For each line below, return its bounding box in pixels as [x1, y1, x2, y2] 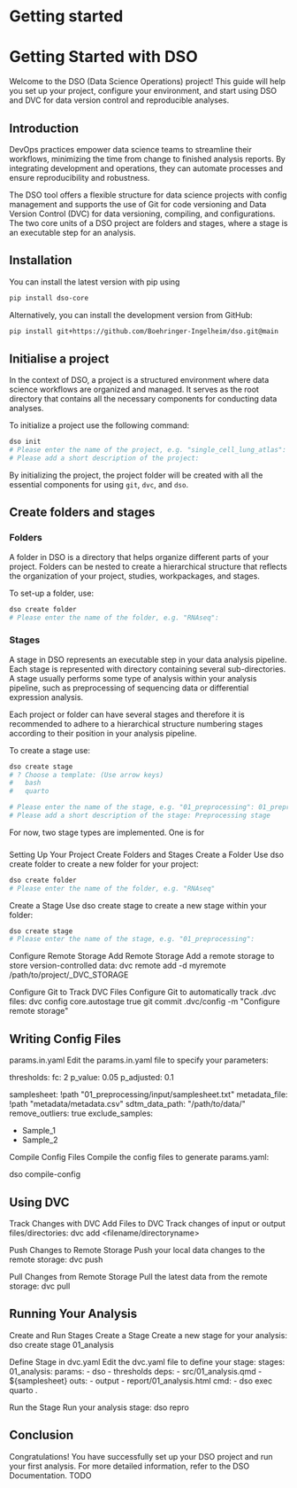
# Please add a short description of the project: [9, 454, 200, 463]
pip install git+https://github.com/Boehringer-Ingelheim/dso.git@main [9, 326, 278, 336]
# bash [9, 778, 42, 788]
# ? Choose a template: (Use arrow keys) [9, 770, 164, 779]
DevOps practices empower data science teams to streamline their [9, 144, 252, 154]
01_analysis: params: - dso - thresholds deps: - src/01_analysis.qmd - [9, 1366, 263, 1376]
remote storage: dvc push [9, 1254, 103, 1265]
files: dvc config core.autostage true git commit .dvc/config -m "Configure [9, 996, 280, 1007]
